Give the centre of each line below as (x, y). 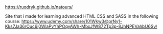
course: (13, 21)
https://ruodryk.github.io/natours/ (39, 7)
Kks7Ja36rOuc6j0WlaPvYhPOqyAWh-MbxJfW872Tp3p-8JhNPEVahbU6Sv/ (81, 26)
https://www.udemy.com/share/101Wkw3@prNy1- (72, 21)
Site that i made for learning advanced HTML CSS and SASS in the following (82, 16)
